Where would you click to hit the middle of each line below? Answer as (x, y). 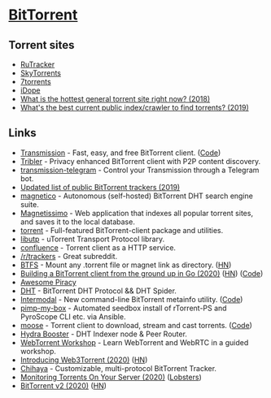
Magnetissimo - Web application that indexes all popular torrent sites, (137, 213)
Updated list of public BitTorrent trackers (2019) (100, 187)
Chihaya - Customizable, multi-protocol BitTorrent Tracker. (118, 368)
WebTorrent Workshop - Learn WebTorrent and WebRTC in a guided (134, 342)
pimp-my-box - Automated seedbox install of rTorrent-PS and (123, 308)
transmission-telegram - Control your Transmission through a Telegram (140, 170)
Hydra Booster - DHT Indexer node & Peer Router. (103, 334)
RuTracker (37, 64)
